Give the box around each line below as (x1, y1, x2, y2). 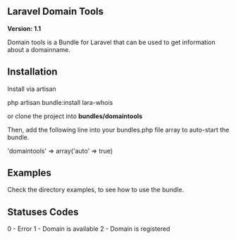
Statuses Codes (7, 206, 79, 217)
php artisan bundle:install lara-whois (7, 98, 113, 106)
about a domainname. (7, 45, 70, 53)
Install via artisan (7, 84, 56, 93)
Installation (7, 66, 58, 78)
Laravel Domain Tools (7, 6, 104, 18)
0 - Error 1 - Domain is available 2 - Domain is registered (7, 225, 170, 233)
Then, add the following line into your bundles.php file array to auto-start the (7, 125, 230, 134)
